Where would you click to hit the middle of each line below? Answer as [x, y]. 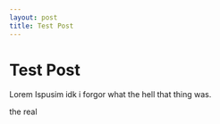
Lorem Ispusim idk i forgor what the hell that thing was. [110, 95]
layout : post [34, 17]
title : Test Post [42, 26]
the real [23, 112]
